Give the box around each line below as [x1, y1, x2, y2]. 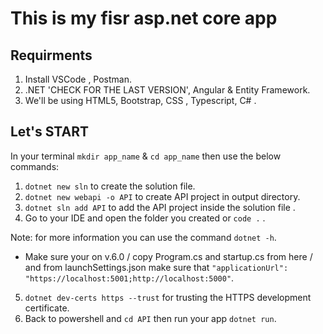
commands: [10, 160, 60, 172]
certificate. [24, 302, 70, 314]
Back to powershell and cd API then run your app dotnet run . [24, 312, 277, 324]
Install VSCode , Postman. [24, 73, 133, 85]
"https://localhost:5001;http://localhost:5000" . [24, 272, 235, 284]
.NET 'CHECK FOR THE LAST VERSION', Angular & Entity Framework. [24, 84, 311, 96]
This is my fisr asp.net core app [10, 7, 278, 30]
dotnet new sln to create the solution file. [24, 180, 196, 192]
